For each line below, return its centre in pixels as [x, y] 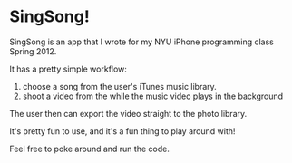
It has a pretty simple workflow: [68, 69]
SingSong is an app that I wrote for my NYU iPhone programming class [141, 42]
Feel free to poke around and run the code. [89, 149]
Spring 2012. [33, 51]
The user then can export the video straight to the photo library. [128, 113]
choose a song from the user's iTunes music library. [120, 86]
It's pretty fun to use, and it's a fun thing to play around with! [122, 131]
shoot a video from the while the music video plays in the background [153, 96]
